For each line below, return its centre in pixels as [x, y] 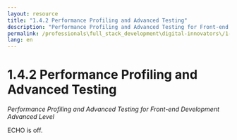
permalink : [23, 33]
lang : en [20, 40]
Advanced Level [31, 117]
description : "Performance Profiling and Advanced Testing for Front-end [118, 27]
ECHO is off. [25, 130]
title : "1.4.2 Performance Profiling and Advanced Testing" [98, 20]
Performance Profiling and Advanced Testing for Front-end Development [114, 109]
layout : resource [33, 14]
